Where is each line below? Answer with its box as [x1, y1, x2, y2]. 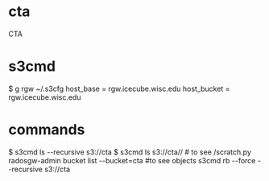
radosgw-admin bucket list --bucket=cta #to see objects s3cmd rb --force [8, 155, 256, 165]
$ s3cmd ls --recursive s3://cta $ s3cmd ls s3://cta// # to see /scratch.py [8, 147, 252, 157]
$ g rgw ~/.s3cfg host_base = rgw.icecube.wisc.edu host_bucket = [8, 84, 230, 93]
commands [8, 121, 85, 139]
